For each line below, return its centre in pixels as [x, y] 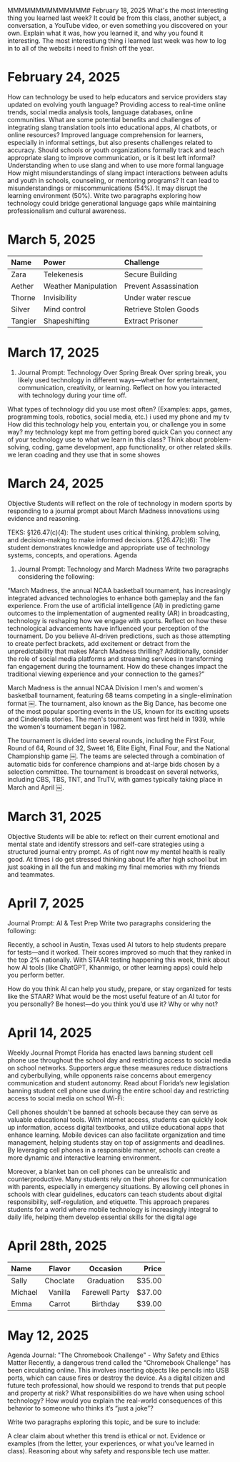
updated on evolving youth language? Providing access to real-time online [117, 104]
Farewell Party [106, 1292]
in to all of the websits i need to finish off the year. [81, 48]
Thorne [23, 297]
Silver [21, 309]
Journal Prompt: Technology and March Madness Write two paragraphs [123, 569]
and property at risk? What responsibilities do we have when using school [116, 1393]
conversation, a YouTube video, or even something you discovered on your [117, 25]
